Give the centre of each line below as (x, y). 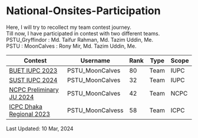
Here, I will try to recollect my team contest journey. (69, 27)
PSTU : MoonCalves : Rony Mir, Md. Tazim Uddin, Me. (71, 46)
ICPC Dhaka (26, 106)
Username (95, 60)
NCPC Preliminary (34, 90)
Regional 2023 (29, 114)
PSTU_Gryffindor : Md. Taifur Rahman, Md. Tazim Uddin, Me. (80, 40)
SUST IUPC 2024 (33, 80)
